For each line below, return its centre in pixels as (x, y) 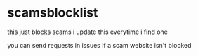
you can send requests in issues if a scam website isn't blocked (99, 45)
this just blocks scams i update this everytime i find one (88, 32)
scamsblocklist (53, 13)
